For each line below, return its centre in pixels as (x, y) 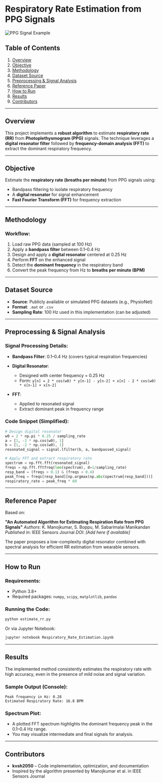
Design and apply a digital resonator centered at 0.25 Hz (69, 255)
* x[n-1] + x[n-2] (38, 385)
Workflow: (18, 233)
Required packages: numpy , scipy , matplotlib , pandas (65, 596)
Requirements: (23, 581)
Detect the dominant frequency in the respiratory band (67, 265)
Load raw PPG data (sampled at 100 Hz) (52, 244)
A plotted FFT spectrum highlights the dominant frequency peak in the (82, 724)
